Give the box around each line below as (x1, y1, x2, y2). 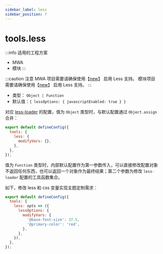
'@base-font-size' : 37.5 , (26, 217, 80, 222)
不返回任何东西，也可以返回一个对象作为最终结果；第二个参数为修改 (5, 168, 142, 174)
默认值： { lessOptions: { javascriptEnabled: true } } (12, 99, 126, 105)
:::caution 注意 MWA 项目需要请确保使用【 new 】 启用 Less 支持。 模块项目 (5, 76, 156, 82)
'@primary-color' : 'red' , (26, 222, 80, 226)
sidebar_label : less (5, 7, 47, 12)
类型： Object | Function (12, 92, 64, 98)
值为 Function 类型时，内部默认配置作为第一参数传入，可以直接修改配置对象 (5, 162, 158, 168)
